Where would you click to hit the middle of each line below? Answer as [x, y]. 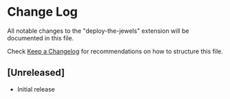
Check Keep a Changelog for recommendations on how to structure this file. [115, 51]
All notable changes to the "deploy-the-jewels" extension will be [98, 31]
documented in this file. [41, 38]
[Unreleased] [36, 73]
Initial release [36, 89]
